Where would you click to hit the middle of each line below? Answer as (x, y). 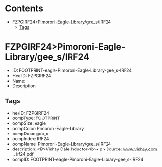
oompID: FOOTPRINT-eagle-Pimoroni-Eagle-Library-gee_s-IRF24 (78, 159)
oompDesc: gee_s (30, 134)
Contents (24, 8)
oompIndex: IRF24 (30, 138)
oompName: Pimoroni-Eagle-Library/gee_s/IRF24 (62, 144)
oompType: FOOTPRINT (36, 118)
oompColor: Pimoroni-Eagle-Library (48, 128)
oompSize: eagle (29, 123)
